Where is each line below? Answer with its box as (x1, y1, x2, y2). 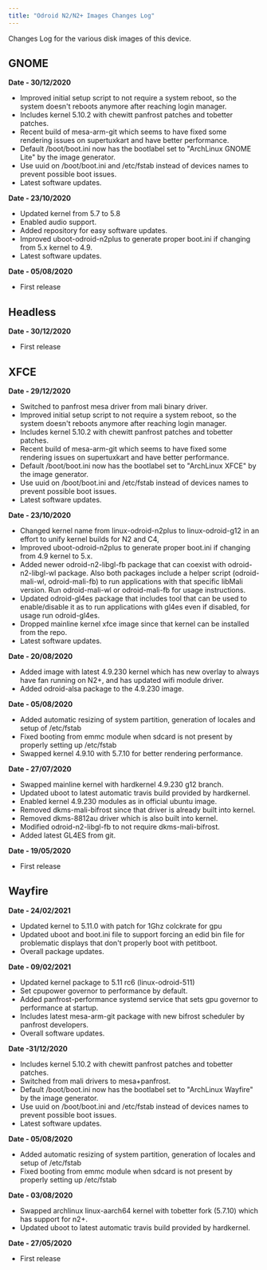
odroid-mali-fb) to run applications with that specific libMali (47, 577, 243, 586)
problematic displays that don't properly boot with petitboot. (19, 938, 218, 948)
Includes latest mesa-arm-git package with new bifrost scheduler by (19, 1011, 245, 1021)
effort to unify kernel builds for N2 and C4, (19, 534, 159, 544)
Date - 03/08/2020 (8, 1190, 73, 1200)
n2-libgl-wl (19, 568, 57, 578)
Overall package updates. (19, 946, 105, 956)
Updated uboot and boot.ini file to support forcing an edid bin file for (19, 929, 245, 939)
